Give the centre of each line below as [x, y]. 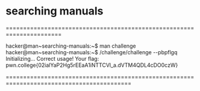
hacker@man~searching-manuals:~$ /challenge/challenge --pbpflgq [92, 52]
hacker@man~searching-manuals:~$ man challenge [71, 46]
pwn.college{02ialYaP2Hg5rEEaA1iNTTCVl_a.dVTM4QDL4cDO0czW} [92, 65]
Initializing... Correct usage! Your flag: [52, 58]
